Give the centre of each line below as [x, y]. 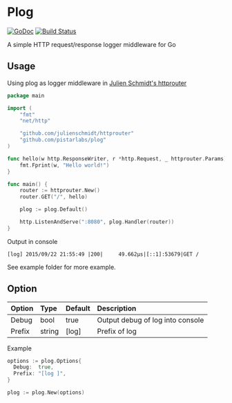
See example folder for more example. [61, 267]
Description [117, 308]
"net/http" [35, 121]
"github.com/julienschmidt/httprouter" [77, 133]
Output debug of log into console [151, 320]
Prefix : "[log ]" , [40, 374]
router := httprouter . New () [60, 191]
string [50, 331]
